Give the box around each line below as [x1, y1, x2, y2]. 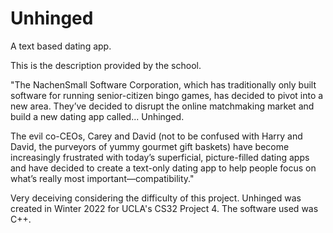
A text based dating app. [10, 40, 112, 52]
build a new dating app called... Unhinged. [10, 110, 185, 122]
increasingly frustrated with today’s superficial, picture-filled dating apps [10, 151, 310, 163]
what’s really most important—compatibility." [10, 172, 195, 184]
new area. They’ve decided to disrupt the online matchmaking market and [10, 100, 315, 112]
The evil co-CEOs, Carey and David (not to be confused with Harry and [10, 130, 303, 142]
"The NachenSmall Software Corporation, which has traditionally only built [10, 78, 317, 91]
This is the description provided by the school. [10, 59, 202, 71]
